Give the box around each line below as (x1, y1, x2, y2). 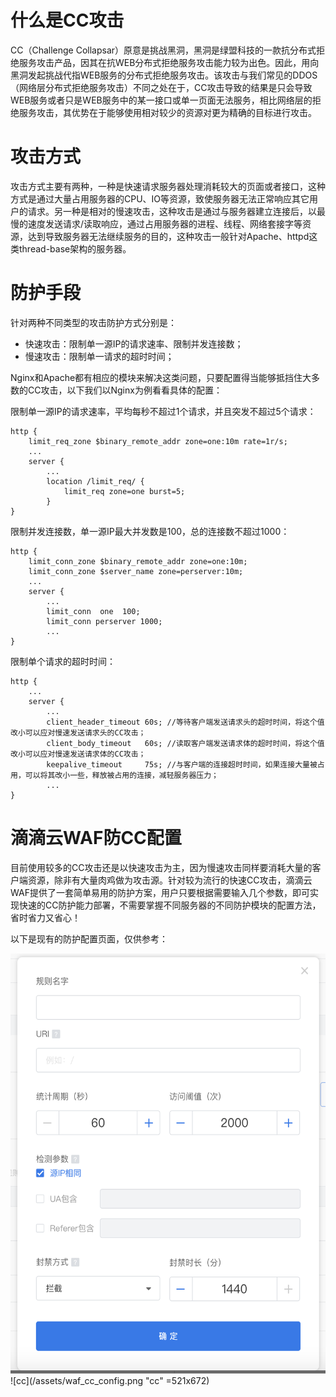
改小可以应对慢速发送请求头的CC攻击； (10, 727, 147, 738)
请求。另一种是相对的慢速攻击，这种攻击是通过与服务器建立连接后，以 (27, 205, 317, 217)
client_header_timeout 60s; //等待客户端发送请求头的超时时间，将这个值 (46, 717, 325, 727)
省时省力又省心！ (10, 911, 81, 923)
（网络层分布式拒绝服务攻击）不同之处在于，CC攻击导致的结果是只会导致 (10, 81, 313, 93)
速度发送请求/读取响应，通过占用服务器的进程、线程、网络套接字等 (27, 217, 303, 230)
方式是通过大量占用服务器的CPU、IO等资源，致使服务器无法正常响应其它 (10, 192, 310, 205)
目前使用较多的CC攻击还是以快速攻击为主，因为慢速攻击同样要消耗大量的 (10, 861, 313, 873)
